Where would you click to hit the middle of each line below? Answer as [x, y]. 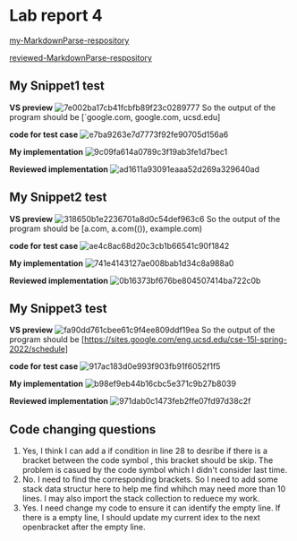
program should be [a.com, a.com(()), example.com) [106, 228]
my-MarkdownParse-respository [69, 40]
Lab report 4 [56, 16]
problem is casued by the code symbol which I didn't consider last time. [155, 470]
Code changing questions [83, 429]
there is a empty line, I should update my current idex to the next [141, 518]
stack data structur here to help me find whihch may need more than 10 [154, 489]
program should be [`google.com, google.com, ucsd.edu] [115, 116]
